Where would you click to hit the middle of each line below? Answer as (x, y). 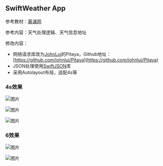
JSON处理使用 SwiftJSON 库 (42, 66)
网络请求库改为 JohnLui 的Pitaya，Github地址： (62, 54)
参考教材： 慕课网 (23, 21)
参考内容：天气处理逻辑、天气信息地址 (46, 32)
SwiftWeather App (35, 8)
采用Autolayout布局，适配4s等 (45, 72)
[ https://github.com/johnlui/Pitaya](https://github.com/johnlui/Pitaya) (85, 60)
